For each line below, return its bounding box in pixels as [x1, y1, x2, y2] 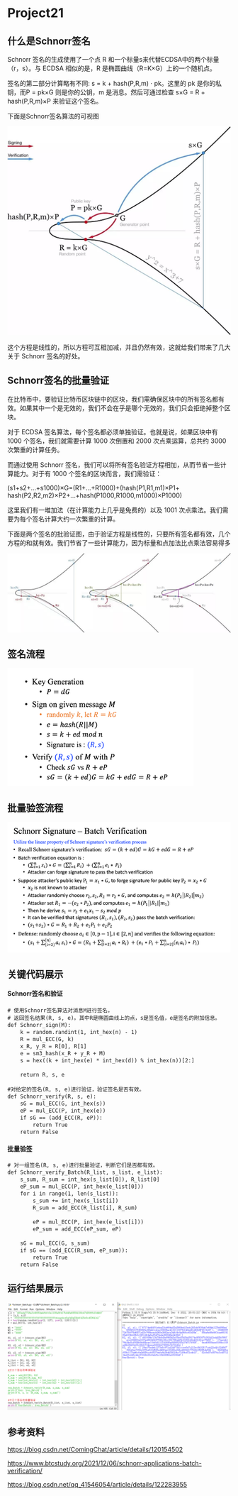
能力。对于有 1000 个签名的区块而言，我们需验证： [13, 469, 162, 478]
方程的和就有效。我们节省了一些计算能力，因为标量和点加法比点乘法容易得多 [7, 538, 231, 547]
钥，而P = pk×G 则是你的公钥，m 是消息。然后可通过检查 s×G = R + [7, 88, 205, 97]
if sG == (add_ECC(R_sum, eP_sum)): [20, 1247, 129, 1254]
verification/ [7, 1467, 42, 1475]
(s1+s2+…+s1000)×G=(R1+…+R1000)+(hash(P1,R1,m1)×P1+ [7, 483, 180, 492]
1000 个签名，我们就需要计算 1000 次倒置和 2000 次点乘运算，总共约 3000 [7, 436, 227, 445]
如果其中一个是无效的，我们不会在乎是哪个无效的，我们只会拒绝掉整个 [19, 403, 225, 412]
